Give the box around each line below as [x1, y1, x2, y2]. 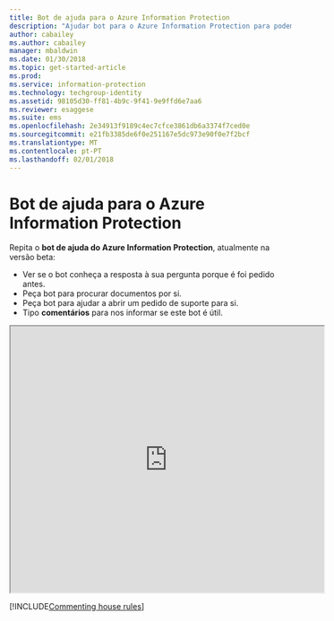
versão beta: [9, 252, 56, 263]
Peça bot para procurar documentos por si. [21, 288, 182, 299]
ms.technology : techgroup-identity [9, 88, 142, 97]
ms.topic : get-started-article [9, 64, 126, 73]
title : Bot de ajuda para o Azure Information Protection [9, 13, 230, 22]
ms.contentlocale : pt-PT [9, 146, 102, 155]
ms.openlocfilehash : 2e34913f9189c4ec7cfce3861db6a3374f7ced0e [9, 122, 251, 131]
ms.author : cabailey [9, 38, 87, 48]
